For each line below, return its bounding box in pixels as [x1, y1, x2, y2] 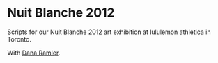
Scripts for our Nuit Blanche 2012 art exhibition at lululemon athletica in [7, 28, 211, 36]
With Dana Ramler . [7, 48, 61, 57]
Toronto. [7, 35, 31, 43]
